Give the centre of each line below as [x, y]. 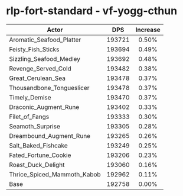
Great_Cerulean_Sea [37, 78]
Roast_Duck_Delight [37, 165]
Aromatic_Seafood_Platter [45, 40]
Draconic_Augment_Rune [44, 107]
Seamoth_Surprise [35, 126]
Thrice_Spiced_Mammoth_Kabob [55, 174]
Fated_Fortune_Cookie [40, 155]
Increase [148, 30]
